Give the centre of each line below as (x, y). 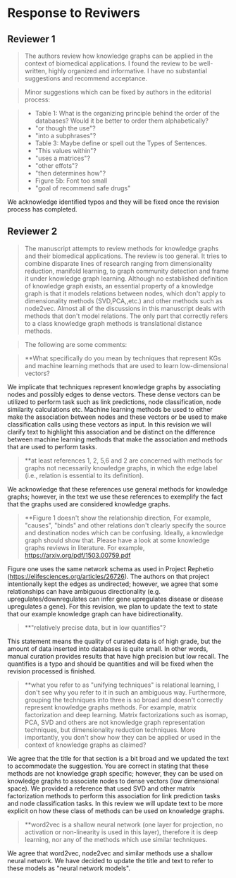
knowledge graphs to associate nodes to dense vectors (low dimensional (113, 781)
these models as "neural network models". (69, 868)
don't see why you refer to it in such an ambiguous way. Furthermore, (125, 692)
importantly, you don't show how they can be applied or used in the (122, 737)
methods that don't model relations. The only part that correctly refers (126, 316)
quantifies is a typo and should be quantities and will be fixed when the (110, 664)
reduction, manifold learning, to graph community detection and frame (126, 271)
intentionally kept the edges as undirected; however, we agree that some (113, 584)
